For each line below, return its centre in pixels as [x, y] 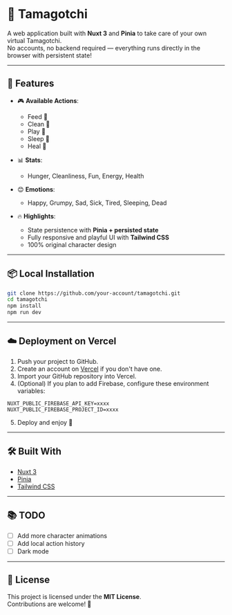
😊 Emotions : [36, 189]
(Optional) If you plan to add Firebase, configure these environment [113, 383]
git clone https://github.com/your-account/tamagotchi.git [94, 293]
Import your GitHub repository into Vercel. [77, 376]
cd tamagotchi [28, 300]
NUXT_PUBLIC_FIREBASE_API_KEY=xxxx [58, 403]
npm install [24, 306]
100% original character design [72, 244]
